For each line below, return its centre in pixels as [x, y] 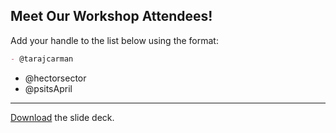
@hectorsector [55, 78]
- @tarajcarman [42, 59]
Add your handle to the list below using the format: [114, 40]
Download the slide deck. [62, 117]
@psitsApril [48, 88]
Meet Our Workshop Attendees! [111, 16]
